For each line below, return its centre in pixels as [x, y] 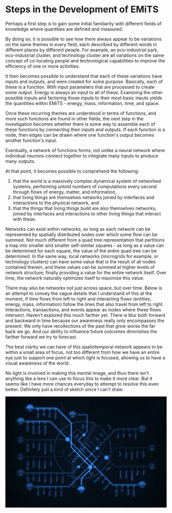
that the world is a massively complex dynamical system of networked [87, 181]
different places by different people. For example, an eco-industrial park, [82, 50]
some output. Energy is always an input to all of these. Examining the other [84, 92]
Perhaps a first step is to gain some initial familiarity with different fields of [83, 24]
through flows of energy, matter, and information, [64, 192]
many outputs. [20, 161]
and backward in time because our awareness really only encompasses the [85, 320]
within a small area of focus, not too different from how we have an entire [82, 352]
